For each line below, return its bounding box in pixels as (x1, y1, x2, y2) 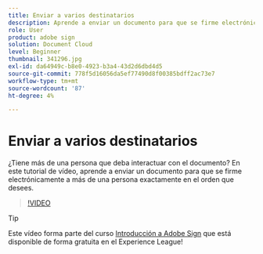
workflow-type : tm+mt (8, 77, 79, 85)
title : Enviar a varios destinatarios (8, 11, 135, 20)
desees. (8, 183, 34, 193)
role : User (8, 26, 44, 34)
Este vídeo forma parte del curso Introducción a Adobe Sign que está (8, 229, 232, 238)
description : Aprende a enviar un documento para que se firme (8, 19, 219, 27)
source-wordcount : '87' (8, 84, 86, 93)
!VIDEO (27, 198, 51, 208)
